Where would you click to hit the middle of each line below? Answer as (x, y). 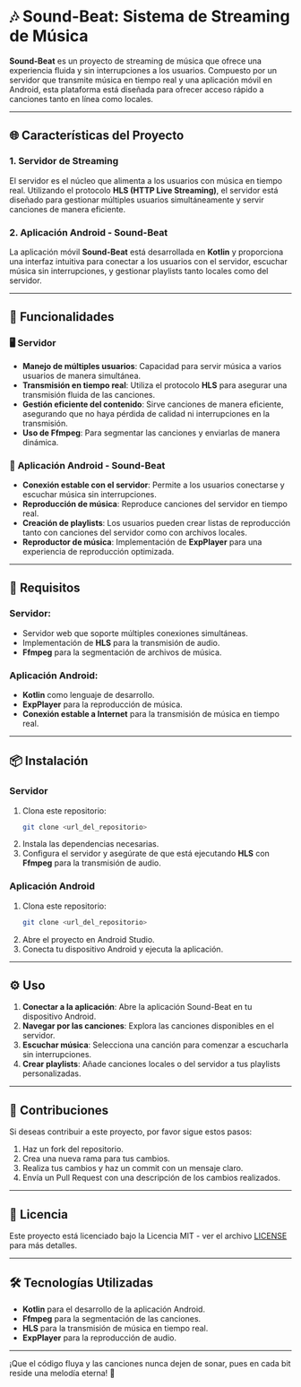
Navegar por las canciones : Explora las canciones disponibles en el (148, 1026)
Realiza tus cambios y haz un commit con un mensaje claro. (133, 1168)
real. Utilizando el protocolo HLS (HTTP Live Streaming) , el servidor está (144, 190)
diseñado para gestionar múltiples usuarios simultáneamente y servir (137, 200)
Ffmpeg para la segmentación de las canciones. (112, 1318)
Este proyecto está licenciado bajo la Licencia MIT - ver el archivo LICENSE (148, 1236)
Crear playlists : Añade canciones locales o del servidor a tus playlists (151, 1064)
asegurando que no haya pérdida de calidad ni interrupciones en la (146, 413)
